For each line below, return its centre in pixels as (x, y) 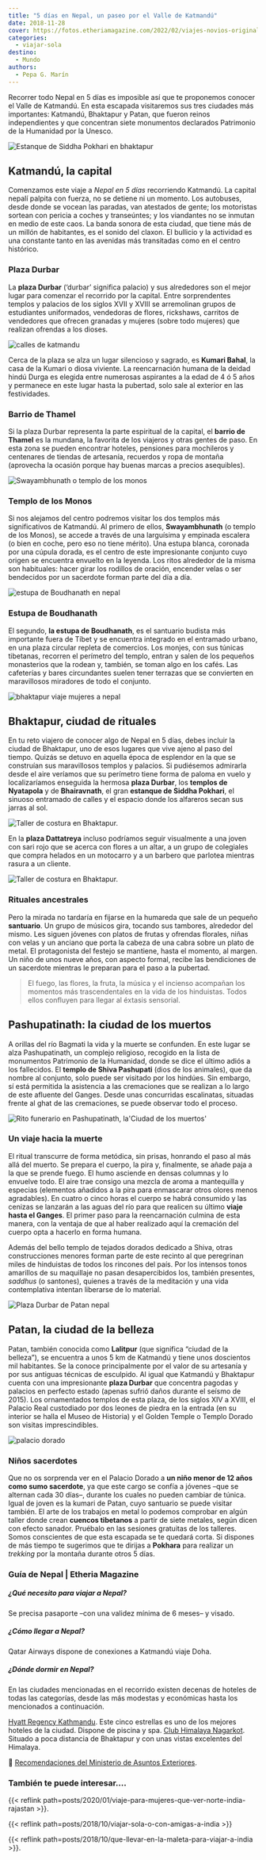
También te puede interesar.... (67, 1783)
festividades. (29, 393)
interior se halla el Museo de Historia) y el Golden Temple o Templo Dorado (131, 1416)
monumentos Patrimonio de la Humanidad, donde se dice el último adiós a (129, 1060)
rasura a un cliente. (40, 864)
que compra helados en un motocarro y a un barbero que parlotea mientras (131, 855)
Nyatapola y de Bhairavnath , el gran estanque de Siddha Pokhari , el (122, 791)
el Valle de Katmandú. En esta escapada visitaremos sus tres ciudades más (131, 105)
